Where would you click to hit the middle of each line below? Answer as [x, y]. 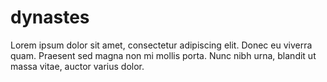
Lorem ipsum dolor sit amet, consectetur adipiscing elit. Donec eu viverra [161, 45]
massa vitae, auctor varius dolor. [77, 66]
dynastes [50, 17]
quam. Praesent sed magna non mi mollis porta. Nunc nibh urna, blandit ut [163, 55]
